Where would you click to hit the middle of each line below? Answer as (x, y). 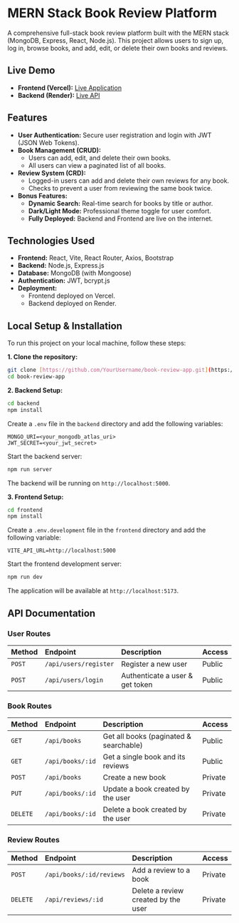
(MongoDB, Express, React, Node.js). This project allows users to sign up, (116, 40)
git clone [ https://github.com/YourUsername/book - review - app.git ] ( (110, 370)
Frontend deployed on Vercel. (71, 296)
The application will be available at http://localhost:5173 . (93, 591)
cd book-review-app (36, 377)
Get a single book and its (144, 757)
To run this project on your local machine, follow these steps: (97, 343)
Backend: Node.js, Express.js (61, 266)
